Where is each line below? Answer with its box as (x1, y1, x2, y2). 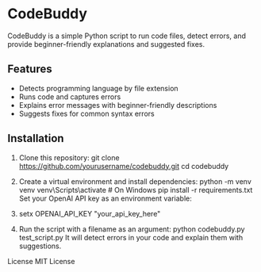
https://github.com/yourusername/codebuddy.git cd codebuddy (18, 161, 229, 170)
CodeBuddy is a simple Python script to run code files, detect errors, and (7, 31, 247, 40)
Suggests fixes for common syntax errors (18, 109, 155, 118)
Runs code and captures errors (18, 92, 121, 102)
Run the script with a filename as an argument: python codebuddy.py (18, 224, 245, 234)
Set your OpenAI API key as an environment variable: (18, 193, 192, 203)
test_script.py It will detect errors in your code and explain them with (18, 232, 244, 242)
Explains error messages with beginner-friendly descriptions (18, 100, 217, 109)
